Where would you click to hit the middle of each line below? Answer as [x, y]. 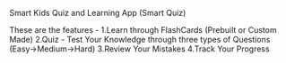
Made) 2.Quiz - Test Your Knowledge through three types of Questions [140, 39]
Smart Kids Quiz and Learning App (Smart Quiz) [98, 13]
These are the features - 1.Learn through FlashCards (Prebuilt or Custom [143, 30]
